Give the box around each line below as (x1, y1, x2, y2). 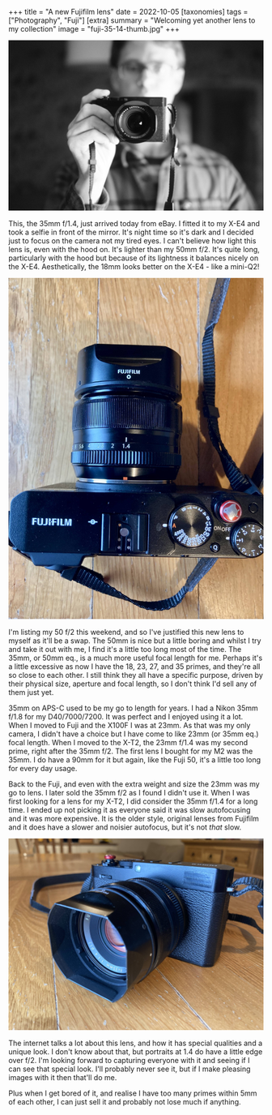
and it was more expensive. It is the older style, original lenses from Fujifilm (8, 813, 259, 823)
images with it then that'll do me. (8, 1072, 117, 1082)
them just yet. (8, 687, 54, 697)
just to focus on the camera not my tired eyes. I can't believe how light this (8, 235, 257, 246)
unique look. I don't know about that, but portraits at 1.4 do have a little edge (8, 1046, 263, 1057)
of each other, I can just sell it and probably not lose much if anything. (8, 1096, 241, 1106)
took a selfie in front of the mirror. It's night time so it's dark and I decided (8, 227, 254, 237)
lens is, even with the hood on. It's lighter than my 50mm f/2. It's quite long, (8, 244, 261, 254)
